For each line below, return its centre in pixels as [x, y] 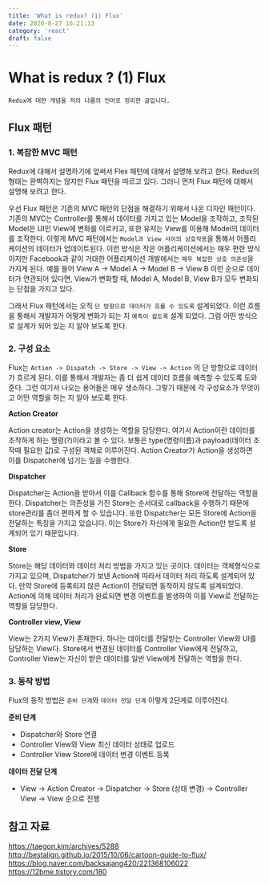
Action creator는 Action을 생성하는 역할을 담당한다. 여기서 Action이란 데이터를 [132, 430]
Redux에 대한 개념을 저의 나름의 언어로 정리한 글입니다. [89, 101]
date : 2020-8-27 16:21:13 [51, 23]
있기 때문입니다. [54, 533]
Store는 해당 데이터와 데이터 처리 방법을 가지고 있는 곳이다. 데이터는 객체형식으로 [134, 566]
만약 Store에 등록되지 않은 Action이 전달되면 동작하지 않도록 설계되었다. [131, 586]
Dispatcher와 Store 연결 [58, 735]
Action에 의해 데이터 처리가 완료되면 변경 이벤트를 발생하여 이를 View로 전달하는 [134, 596]
